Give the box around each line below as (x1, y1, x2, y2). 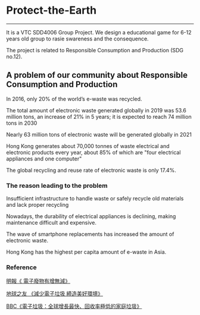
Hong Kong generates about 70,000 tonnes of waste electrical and (6, 142, 170, 149)
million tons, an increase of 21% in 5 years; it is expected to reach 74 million (6, 113, 192, 120)
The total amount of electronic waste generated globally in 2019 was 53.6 (6, 106, 186, 114)
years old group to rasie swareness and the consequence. (6, 35, 149, 42)
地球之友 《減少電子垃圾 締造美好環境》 (6, 290, 103, 297)
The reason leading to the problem (6, 181, 108, 190)
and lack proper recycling (6, 201, 69, 209)
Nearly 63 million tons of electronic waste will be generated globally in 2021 (6, 131, 192, 138)
